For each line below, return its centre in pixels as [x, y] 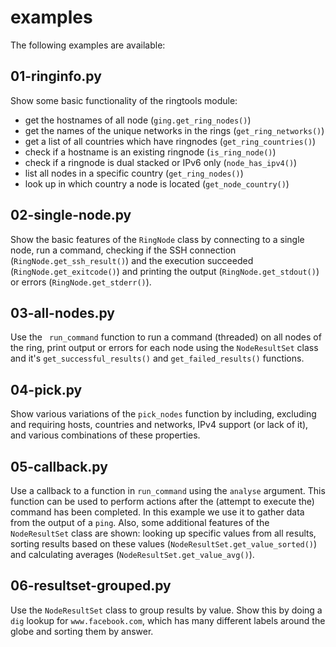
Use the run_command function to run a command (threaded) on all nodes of [166, 337]
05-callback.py [59, 466]
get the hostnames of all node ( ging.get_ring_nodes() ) [138, 120]
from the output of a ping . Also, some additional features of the [140, 522]
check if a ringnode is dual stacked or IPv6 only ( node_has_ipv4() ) [161, 162]
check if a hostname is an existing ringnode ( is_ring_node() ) [150, 152]
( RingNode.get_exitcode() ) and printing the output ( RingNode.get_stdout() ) [165, 271]
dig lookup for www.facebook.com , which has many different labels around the [168, 620]
